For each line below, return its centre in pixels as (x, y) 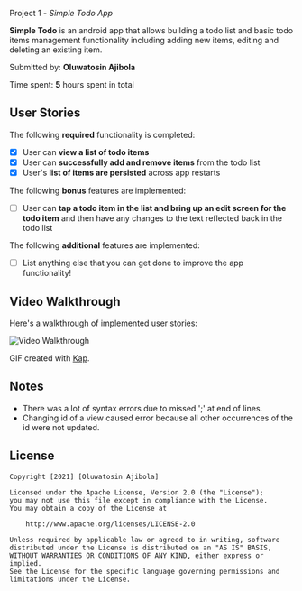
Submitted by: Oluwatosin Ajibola (73, 67)
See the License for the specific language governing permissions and (145, 571)
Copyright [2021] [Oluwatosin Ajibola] (84, 476)
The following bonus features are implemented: (98, 190)
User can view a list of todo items (86, 152)
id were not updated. (61, 427)
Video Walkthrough (65, 301)
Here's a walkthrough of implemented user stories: (104, 323)
